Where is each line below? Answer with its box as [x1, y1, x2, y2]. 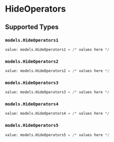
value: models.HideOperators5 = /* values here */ [5, 132, 110, 137]
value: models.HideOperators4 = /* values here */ [5, 111, 110, 116]
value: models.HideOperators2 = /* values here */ [5, 69, 110, 73]
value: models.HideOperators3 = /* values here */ [5, 90, 110, 95]
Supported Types [5, 23, 59, 31]
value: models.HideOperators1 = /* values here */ [5, 47, 110, 52]
